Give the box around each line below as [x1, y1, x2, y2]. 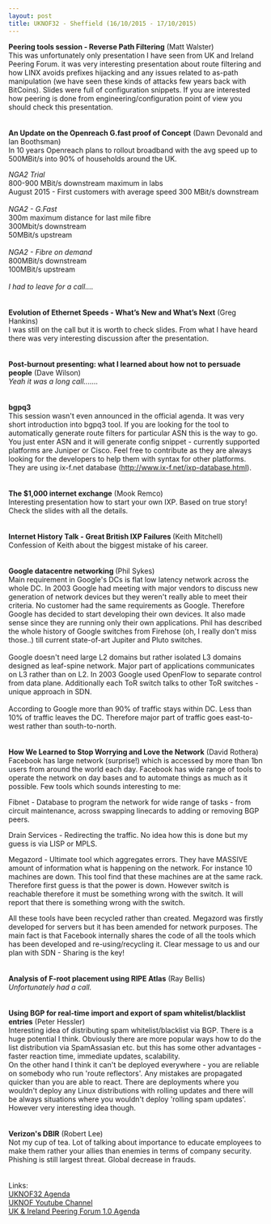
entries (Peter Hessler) [8, 1016, 86, 1026]
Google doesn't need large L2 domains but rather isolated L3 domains [8, 652, 242, 662]
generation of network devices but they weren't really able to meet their [8, 591, 248, 601]
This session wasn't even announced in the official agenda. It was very [8, 410, 245, 420]
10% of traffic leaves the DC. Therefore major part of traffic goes [8, 712, 224, 722]
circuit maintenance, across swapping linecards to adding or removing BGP [8, 805, 260, 815]
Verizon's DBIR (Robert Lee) [8, 1128, 104, 1138]
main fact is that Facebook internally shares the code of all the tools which [8, 930, 256, 940]
